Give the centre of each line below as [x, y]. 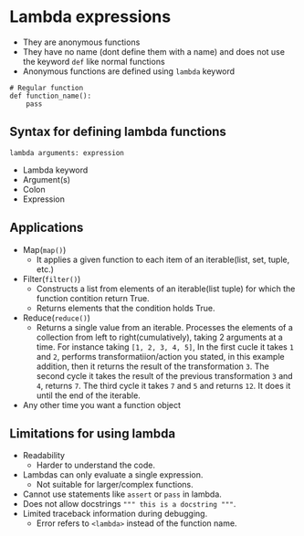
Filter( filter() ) [52, 279]
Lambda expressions [90, 17]
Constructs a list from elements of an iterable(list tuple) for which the [166, 289]
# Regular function [47, 88]
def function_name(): [51, 96]
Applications [47, 228]
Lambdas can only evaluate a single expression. [113, 475]
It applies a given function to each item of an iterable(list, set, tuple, [163, 259]
